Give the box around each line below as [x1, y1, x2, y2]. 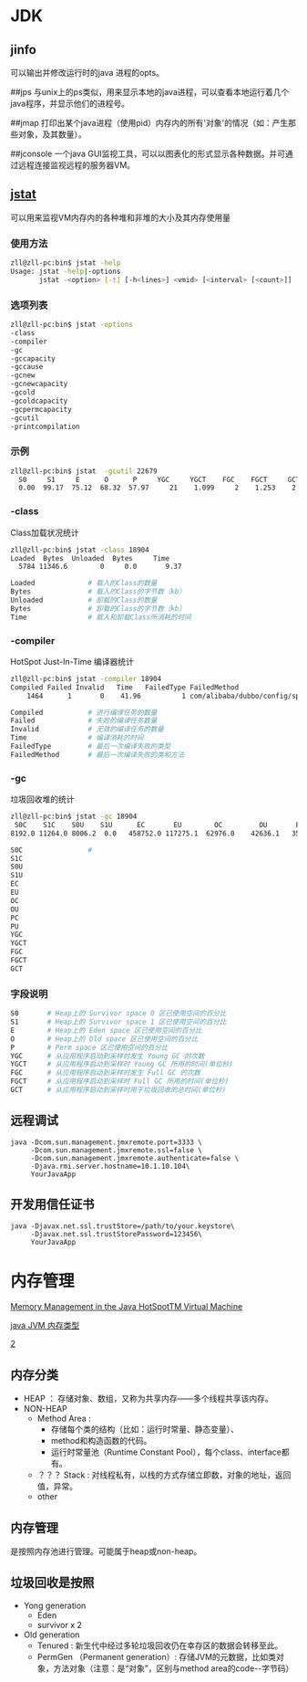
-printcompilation [10, 422, 80, 431]
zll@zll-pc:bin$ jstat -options [10, 321, 133, 330]
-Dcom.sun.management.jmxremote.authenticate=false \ [30, 1153, 240, 1162]
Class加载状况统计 [10, 527, 80, 538]
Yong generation [23, 1600, 87, 1611]
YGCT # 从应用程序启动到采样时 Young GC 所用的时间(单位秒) [10, 1060, 233, 1069]
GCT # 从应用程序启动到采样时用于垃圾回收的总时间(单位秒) [10, 1086, 227, 1095]
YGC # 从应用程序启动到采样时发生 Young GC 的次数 [10, 1051, 205, 1060]
